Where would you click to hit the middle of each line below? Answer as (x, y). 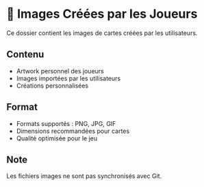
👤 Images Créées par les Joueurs (102, 14)
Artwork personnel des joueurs (60, 71)
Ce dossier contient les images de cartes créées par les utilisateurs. (102, 33)
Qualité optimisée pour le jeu (56, 138)
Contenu (25, 54)
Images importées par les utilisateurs (68, 78)
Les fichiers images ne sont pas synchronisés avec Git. (84, 176)
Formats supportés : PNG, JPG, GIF (66, 123)
